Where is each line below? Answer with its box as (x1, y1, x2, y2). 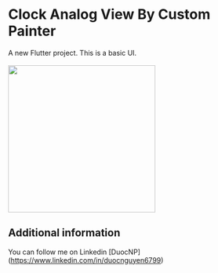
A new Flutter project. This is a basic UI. (8, 48, 137, 57)
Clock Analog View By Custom (8, 5, 211, 24)
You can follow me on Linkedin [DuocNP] (8, 247, 141, 257)
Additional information (8, 226, 121, 240)
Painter (8, 22, 56, 40)
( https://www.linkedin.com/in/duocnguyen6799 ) (8, 255, 164, 264)
